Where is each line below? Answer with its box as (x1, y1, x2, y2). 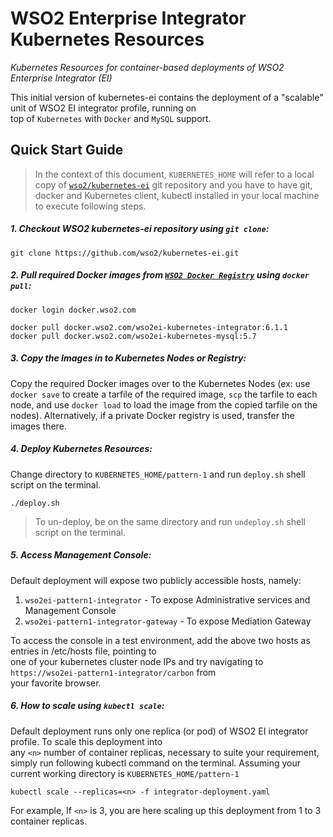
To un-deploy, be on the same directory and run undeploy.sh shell (34, 515, 306, 527)
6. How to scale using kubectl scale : (10, 700, 165, 712)
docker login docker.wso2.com (10, 305, 137, 315)
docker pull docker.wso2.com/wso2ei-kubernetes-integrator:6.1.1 (10, 322, 288, 332)
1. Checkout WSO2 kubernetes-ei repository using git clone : (10, 223, 270, 235)
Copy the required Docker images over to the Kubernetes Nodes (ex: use (10, 377, 311, 389)
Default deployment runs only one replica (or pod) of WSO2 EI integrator (10, 725, 309, 737)
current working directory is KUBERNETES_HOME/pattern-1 (10, 767, 240, 779)
